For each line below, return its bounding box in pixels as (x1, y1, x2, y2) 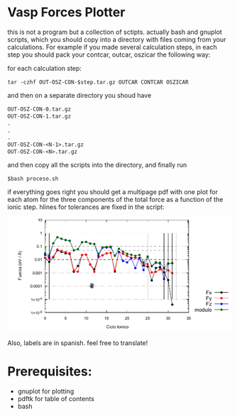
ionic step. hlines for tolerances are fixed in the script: (7, 203, 165, 211)
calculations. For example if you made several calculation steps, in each (7, 43, 218, 51)
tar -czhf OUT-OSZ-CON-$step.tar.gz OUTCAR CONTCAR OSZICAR (7, 79, 189, 86)
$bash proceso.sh (7, 175, 59, 182)
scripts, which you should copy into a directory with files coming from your (7, 35, 226, 43)
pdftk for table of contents (17, 394, 94, 403)
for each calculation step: (7, 64, 82, 72)
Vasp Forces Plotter (7, 4, 126, 21)
